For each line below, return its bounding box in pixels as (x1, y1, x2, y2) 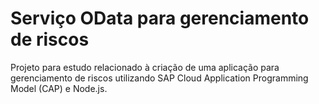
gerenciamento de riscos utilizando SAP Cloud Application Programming (10, 72, 309, 84)
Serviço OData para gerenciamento (10, 7, 310, 30)
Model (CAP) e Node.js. (10, 82, 108, 94)
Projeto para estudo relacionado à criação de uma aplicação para (10, 61, 280, 73)
